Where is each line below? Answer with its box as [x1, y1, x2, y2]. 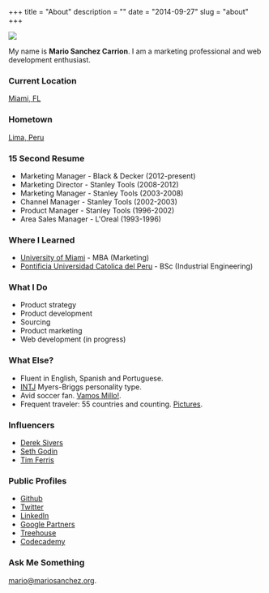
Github [19, 494, 43, 504]
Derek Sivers [19, 438, 63, 448]
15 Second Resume [8, 153, 85, 164]
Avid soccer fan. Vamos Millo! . [19, 390, 122, 400]
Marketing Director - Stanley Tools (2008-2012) [19, 179, 180, 189]
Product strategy [19, 300, 77, 310]
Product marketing [19, 326, 83, 336]
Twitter [19, 502, 45, 512]
